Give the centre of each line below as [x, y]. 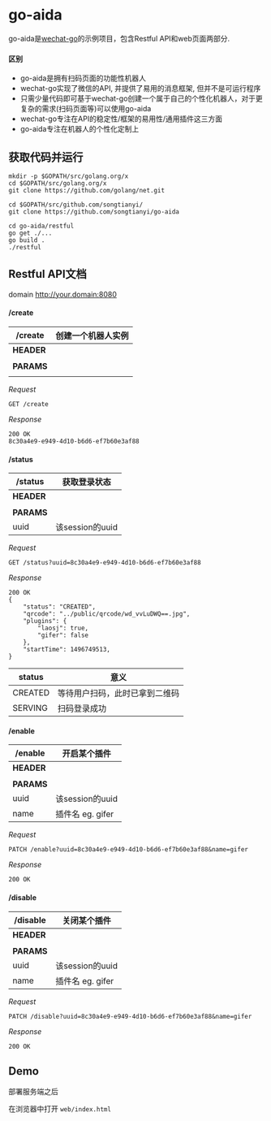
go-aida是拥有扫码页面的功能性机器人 [83, 78]
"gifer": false [63, 635]
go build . [27, 240]
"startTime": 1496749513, [67, 650]
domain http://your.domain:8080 [63, 294]
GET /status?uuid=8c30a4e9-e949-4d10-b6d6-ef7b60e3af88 [105, 563]
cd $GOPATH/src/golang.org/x [58, 183]
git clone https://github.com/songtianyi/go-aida [94, 212]
